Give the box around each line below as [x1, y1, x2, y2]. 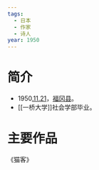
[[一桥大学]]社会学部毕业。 [17, 103, 96, 112]
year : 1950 [7, 37, 40, 44]
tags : [7, 10, 24, 18]
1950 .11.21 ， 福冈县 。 [17, 94, 78, 103]
